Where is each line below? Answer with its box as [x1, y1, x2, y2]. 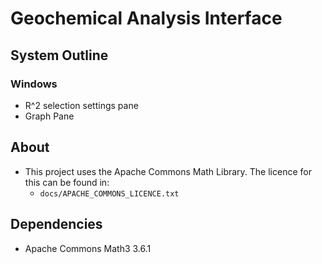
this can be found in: [24, 176, 110, 188]
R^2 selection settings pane [24, 99, 139, 111]
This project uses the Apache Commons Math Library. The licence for [24, 165, 312, 177]
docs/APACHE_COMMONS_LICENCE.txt [39, 188, 180, 199]
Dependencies [10, 216, 103, 233]
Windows [10, 77, 58, 91]
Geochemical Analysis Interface [10, 7, 283, 30]
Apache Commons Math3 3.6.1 [24, 242, 152, 254]
